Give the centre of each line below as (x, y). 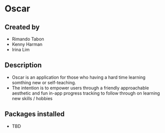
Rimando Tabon (28, 39)
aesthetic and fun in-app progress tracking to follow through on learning (86, 93)
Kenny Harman (27, 44)
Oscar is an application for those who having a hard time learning (79, 77)
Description (23, 65)
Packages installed (35, 114)
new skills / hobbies (32, 98)
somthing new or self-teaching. (44, 82)
